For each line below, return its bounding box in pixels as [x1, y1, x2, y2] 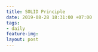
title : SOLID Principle [6, 8, 66, 15]
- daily [6, 25, 26, 32]
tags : [6, 20, 20, 26]
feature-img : [6, 31, 39, 37]
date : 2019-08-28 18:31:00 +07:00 [6, 14, 93, 20]
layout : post [6, 36, 39, 42]
